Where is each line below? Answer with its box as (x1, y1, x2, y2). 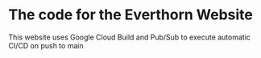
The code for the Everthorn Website (8, 6, 254, 24)
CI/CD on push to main (8, 40, 84, 50)
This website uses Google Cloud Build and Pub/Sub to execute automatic (8, 32, 251, 42)
